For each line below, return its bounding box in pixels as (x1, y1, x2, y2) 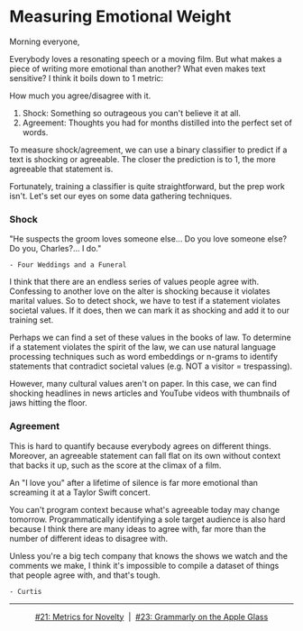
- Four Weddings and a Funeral (9, 261, 127, 270)
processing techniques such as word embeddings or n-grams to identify (9, 352, 278, 362)
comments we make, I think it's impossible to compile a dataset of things (9, 560, 280, 571)
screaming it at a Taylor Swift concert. (9, 487, 151, 498)
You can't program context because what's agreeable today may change (9, 504, 280, 515)
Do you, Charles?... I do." (9, 243, 102, 254)
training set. (9, 315, 54, 325)
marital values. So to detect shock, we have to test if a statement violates (9, 296, 281, 306)
